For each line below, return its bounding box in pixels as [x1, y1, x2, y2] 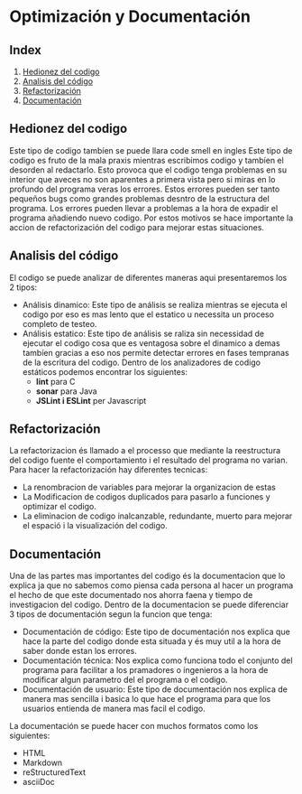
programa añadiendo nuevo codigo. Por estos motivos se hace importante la [9, 212, 294, 223]
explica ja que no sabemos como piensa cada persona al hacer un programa [9, 580, 294, 591]
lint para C [35, 376, 76, 387]
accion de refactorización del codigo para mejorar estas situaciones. [9, 221, 264, 232]
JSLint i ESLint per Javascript [35, 395, 147, 406]
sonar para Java [35, 386, 97, 397]
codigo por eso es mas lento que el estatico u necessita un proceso [22, 309, 275, 320]
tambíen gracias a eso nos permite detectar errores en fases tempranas [22, 347, 290, 358]
